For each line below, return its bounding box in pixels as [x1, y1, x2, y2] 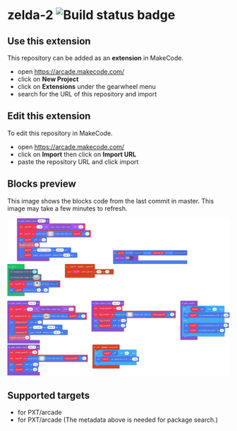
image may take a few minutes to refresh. [7, 204, 128, 213]
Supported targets [7, 389, 90, 401]
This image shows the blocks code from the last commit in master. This [7, 196, 214, 205]
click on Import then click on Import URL [17, 150, 137, 158]
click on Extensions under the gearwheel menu [17, 82, 157, 91]
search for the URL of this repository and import [17, 90, 157, 98]
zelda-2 [7, 7, 54, 23]
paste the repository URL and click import [17, 157, 139, 165]
